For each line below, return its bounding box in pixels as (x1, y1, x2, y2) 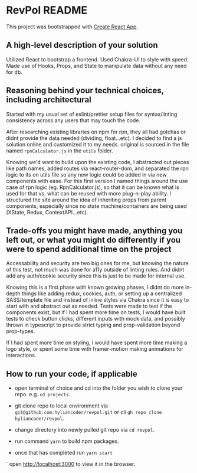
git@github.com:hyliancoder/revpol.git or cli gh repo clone (14, 409, 162, 416)
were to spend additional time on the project (6, 244, 172, 254)
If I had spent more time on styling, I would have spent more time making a (6, 339, 188, 346)
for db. (6, 68, 22, 76)
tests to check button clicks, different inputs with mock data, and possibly (6, 315, 186, 322)
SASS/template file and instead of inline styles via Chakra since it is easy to (6, 296, 189, 304)
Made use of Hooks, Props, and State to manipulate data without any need (6, 62, 187, 69)
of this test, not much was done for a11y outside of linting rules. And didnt (6, 266, 185, 273)
